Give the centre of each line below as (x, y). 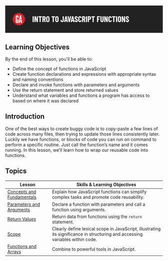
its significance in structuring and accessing (97, 234)
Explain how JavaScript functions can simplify (99, 192)
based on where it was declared (45, 100)
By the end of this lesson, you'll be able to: (49, 59)
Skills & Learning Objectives (106, 185)
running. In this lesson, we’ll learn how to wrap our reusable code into (77, 150)
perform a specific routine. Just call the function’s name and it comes (77, 145)
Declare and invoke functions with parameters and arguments (76, 85)
